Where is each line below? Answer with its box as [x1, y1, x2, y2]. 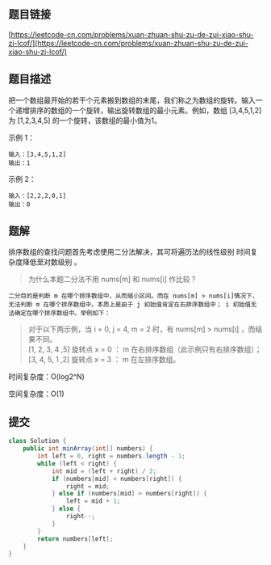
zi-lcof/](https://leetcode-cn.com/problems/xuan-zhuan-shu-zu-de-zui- [8, 38, 248, 48]
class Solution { [8, 437, 67, 445]
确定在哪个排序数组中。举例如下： [14, 310, 111, 318]
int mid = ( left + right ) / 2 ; [51, 467, 157, 475]
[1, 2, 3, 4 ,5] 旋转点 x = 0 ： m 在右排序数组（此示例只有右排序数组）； [27, 344, 262, 354]
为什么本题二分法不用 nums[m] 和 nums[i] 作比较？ [27, 274, 198, 285]
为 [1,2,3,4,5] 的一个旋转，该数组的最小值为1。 [8, 116, 161, 125]
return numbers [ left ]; [37, 534, 114, 543]
